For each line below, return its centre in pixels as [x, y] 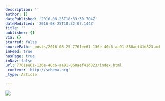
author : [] [17, 14]
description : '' [22, 10]
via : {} [13, 38]
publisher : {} [20, 33]
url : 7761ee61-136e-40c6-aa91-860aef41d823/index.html [64, 65]
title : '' [16, 28]
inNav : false [19, 61]
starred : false [21, 42]
